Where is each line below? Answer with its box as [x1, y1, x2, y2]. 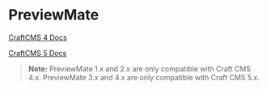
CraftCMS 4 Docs [8, 32, 67, 42]
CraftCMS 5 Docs [8, 48, 67, 58]
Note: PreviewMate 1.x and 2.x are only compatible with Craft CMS [28, 63, 251, 74]
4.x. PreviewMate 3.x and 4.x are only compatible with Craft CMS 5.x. [28, 72, 261, 82]
